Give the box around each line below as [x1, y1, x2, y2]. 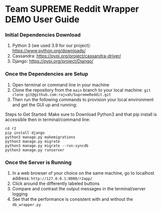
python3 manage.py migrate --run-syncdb [5, 143, 89, 148]
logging [12, 191, 28, 197]
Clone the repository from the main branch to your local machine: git [12, 87, 151, 93]
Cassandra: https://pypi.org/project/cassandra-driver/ [12, 53, 121, 59]
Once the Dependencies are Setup [5, 70, 89, 77]
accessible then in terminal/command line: [5, 117, 91, 122]
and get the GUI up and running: [12, 102, 77, 108]
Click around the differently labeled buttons [12, 181, 100, 186]
